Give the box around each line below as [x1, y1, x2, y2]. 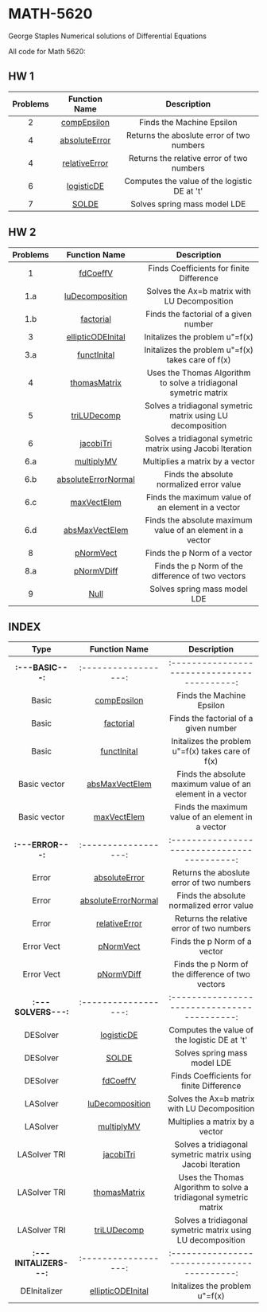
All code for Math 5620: [8, 46, 86, 56]
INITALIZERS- [14, 1258, 69, 1269]
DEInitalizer [20, 1286, 64, 1297]
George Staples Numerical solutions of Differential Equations [8, 31, 207, 41]
